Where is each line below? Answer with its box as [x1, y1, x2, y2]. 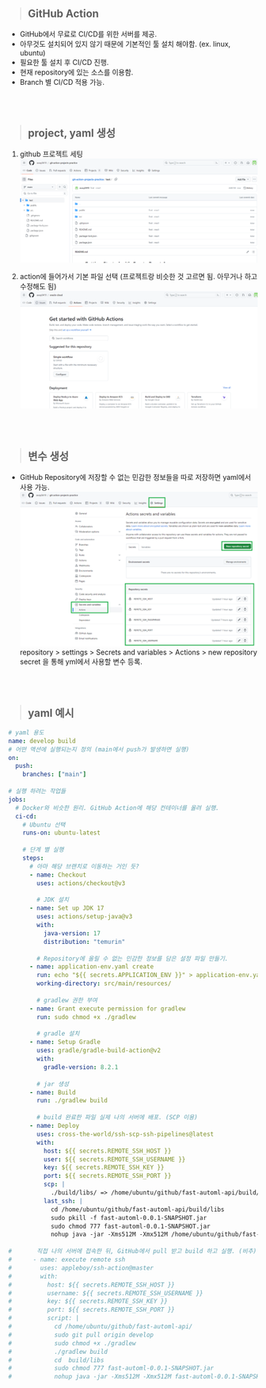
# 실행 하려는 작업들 [8, 788, 66, 796]
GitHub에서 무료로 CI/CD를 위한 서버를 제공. [19, 29, 157, 39]
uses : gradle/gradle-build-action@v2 [36, 1047, 161, 1055]
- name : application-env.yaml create [28, 963, 154, 971]
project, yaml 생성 [27, 127, 116, 140]
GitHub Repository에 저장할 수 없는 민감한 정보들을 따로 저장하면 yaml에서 [19, 472, 252, 481]
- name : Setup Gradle [28, 1038, 101, 1046]
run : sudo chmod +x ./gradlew [36, 1013, 136, 1021]
